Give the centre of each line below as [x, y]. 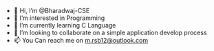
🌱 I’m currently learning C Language [65, 25]
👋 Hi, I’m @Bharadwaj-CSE [52, 11]
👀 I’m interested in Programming [59, 18]
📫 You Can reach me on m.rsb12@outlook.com [81, 40]
